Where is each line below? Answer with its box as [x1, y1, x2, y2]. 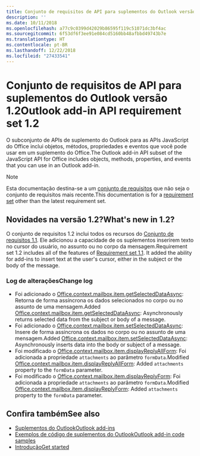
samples [14, 437, 36, 444]
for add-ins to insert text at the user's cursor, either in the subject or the [6, 255, 183, 263]
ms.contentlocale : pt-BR [6, 42, 68, 48]
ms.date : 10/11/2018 [6, 20, 58, 26]
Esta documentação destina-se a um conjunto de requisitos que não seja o [6, 185, 190, 192]
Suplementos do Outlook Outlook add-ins [14, 424, 115, 432]
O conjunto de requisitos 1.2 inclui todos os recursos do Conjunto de [6, 230, 174, 238]
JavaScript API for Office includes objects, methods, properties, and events [6, 155, 192, 163]
